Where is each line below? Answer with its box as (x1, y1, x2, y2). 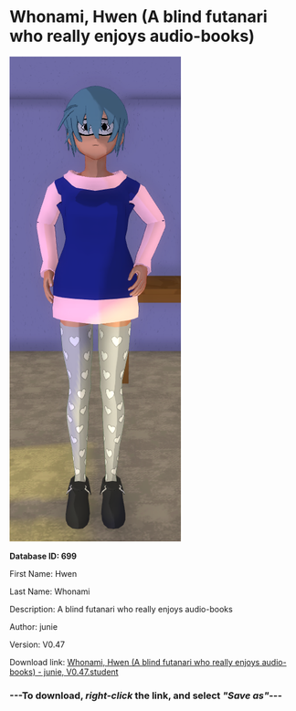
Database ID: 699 (9, 550, 78, 561)
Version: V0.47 (9, 639, 66, 650)
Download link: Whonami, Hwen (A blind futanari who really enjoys (9, 656, 260, 667)
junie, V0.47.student (43, 666, 119, 677)
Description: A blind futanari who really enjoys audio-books (9, 603, 233, 614)
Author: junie (9, 621, 58, 632)
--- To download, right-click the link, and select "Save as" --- (9, 689, 283, 702)
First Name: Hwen (9, 568, 78, 579)
